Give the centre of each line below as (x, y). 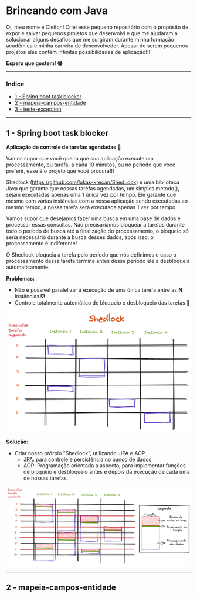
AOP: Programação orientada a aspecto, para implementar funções (104, 465)
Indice (15, 84)
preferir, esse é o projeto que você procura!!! (60, 171)
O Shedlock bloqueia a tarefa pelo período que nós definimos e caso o (91, 255)
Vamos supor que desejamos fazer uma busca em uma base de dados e (93, 218)
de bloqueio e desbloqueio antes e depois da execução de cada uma (107, 471)
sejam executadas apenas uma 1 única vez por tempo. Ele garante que (91, 195)
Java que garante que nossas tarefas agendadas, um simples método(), (93, 189)
